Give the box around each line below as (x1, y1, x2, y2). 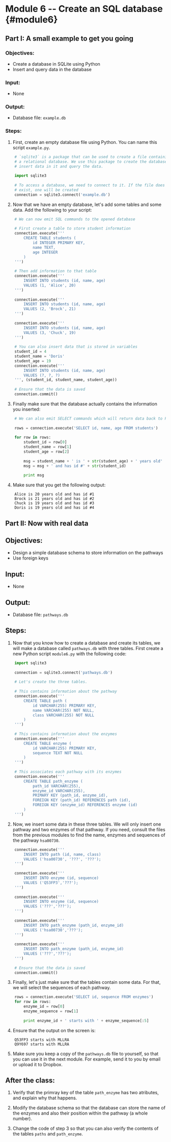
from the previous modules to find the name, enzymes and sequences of (12, 832, 165, 838)
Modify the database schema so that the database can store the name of (12, 1105, 166, 1111)
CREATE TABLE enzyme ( (23, 741, 72, 746)
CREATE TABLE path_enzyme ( (23, 779, 83, 784)
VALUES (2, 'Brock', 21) (23, 306, 76, 312)
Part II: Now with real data (5, 519, 89, 528)
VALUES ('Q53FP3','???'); (23, 880, 79, 885)
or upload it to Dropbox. (12, 1061, 63, 1067)
